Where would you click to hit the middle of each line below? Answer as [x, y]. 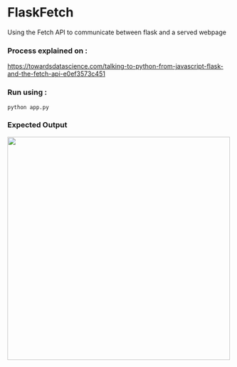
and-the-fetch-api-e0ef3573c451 [56, 74]
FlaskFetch [41, 12]
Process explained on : [47, 51]
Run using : [27, 92]
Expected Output [37, 125]
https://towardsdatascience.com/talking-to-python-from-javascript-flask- [116, 66]
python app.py [28, 107]
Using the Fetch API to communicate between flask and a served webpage [117, 32]
